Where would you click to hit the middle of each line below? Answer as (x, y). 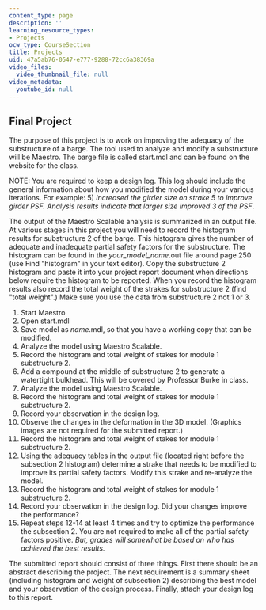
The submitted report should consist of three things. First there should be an (133, 564)
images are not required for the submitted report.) (102, 431)
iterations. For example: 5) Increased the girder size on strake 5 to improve (131, 198)
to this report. (31, 597)
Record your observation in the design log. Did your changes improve (134, 506)
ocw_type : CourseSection (50, 45)
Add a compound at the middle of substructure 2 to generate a (122, 372)
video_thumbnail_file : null (63, 74)
